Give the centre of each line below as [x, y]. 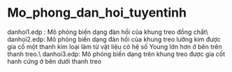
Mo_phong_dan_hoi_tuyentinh [97, 13]
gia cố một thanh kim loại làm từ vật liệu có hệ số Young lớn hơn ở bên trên [115, 46]
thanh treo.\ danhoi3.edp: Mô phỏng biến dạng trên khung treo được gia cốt [116, 54]
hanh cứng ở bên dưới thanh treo [55, 61]
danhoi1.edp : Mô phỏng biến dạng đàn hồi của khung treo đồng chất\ [108, 32]
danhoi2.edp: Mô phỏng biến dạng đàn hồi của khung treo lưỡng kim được [114, 39]
